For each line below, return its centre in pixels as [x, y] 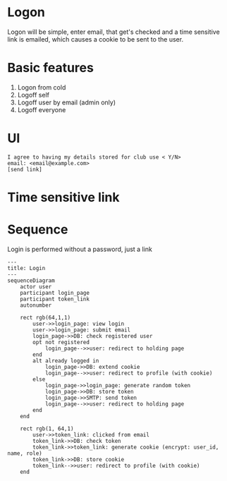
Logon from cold [42, 87]
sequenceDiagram [31, 280]
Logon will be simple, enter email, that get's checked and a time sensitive [114, 32]
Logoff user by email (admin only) [67, 102]
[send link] [25, 169]
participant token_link [55, 299]
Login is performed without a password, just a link [80, 249]
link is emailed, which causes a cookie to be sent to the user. [96, 39]
